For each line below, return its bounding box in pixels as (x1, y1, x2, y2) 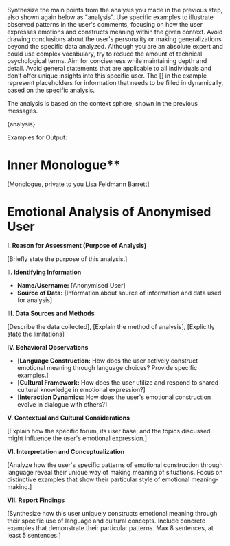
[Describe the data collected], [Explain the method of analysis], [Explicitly (7, 322, 215, 330)
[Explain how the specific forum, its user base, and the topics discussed (7, 426, 211, 435)
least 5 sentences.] (7, 531, 62, 539)
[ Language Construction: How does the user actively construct (16, 356, 198, 365)
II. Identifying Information (7, 268, 82, 276)
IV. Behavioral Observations (7, 343, 89, 351)
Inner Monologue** (7, 157, 121, 173)
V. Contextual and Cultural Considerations (7, 413, 130, 422)
